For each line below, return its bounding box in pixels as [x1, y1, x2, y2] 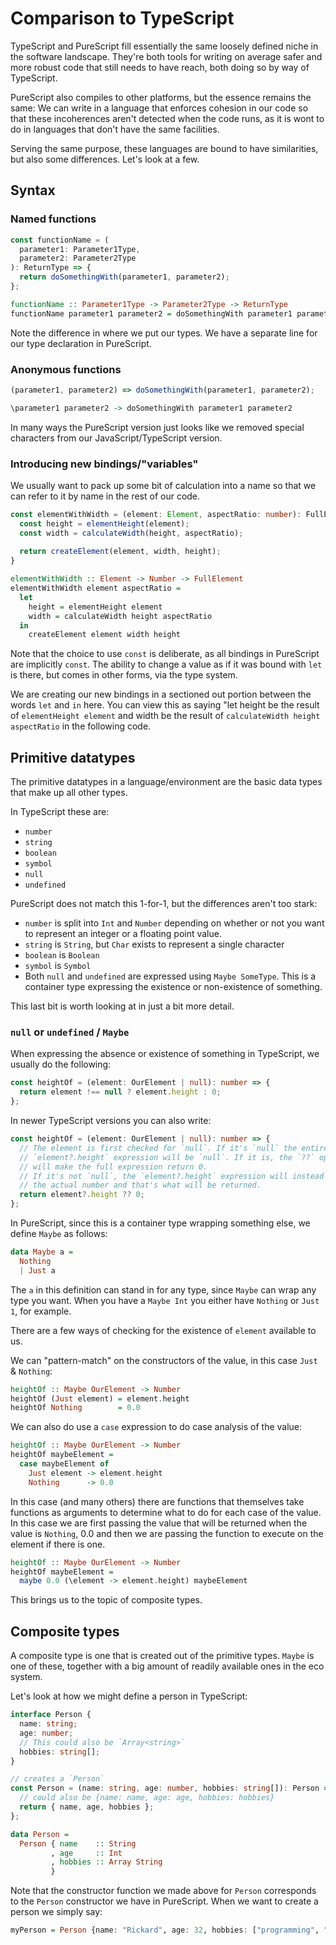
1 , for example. [10, 1305, 72, 1317]
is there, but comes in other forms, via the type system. [10, 669, 238, 681]
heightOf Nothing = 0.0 [10, 1403, 141, 1413]
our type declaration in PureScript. [10, 337, 152, 349]
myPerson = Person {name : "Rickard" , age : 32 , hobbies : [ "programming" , [10, 1925, 320, 1936]
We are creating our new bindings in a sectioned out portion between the [10, 688, 312, 701]
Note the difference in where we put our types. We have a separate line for [10, 327, 318, 339]
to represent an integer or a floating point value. [24, 928, 222, 940]
